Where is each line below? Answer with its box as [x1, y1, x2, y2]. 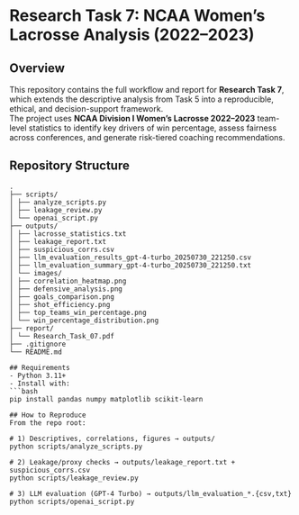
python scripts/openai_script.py [9, 497, 135, 506]
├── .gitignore [9, 339, 67, 348]
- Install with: [9, 379, 70, 388]
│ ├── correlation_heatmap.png [9, 276, 127, 285]
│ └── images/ [9, 268, 63, 277]
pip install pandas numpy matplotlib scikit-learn [9, 394, 204, 403]
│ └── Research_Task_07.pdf [9, 331, 115, 340]
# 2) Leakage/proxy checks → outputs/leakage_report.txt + [9, 457, 236, 466]
